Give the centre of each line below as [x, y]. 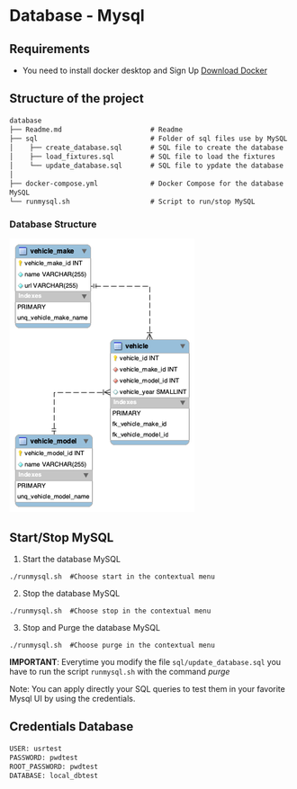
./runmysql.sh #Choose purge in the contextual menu [112, 645]
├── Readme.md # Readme [96, 130]
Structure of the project [76, 99]
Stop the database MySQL [71, 593]
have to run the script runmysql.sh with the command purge [120, 671]
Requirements [49, 49]
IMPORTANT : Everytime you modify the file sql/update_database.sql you [145, 661]
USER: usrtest [36, 749]
